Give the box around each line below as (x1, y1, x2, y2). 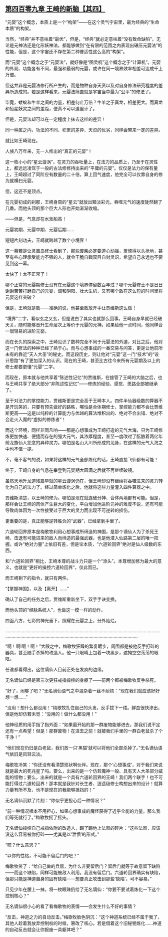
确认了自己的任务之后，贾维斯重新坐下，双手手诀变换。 (5, 596, 119, 602)
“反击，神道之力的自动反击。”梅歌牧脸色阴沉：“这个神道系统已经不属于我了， (5, 914, 162, 920)
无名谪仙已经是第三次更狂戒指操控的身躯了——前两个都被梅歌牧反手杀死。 (5, 677, 158, 683)
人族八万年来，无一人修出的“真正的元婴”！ (5, 148, 92, 154)
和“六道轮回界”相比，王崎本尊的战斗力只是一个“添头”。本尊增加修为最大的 (5, 558, 157, 564)
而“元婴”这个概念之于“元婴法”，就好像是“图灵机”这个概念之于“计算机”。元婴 (5, 59, 161, 65)
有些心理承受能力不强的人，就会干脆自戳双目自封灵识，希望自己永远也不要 (9, 254, 163, 260)
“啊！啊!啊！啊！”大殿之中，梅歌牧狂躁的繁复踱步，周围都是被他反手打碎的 (5, 643, 159, 649)
